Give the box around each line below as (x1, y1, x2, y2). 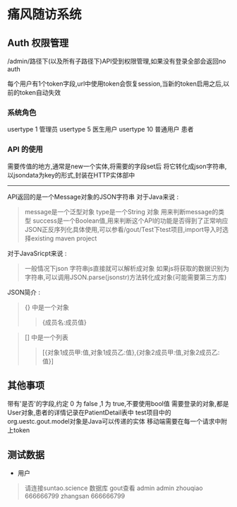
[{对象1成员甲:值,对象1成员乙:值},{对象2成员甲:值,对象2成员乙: (42, 348, 220, 356)
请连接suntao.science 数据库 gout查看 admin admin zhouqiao (24, 484, 203, 492)
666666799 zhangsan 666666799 (24, 492, 126, 501)
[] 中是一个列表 (24, 333, 68, 342)
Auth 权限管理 (7, 37, 69, 49)
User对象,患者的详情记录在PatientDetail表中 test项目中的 (7, 408, 171, 417)
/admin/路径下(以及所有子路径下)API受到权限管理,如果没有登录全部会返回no (7, 57, 226, 65)
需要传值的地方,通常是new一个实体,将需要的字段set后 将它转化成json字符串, (7, 162, 227, 170)
